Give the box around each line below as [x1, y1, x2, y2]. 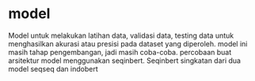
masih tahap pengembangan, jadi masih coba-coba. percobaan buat [8, 47, 232, 57]
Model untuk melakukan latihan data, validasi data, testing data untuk [8, 31, 234, 40]
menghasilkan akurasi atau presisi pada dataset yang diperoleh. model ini [8, 39, 248, 48]
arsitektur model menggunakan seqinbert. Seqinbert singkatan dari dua [8, 56, 242, 65]
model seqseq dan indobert [8, 64, 98, 73]
